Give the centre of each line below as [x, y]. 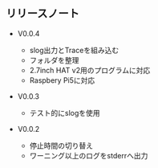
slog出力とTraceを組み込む [74, 50]
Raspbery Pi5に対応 [62, 80]
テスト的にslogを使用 [65, 113]
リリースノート [43, 14]
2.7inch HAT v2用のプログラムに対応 [90, 70]
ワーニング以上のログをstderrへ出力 [89, 155]
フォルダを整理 [54, 60]
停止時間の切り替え [61, 145]
